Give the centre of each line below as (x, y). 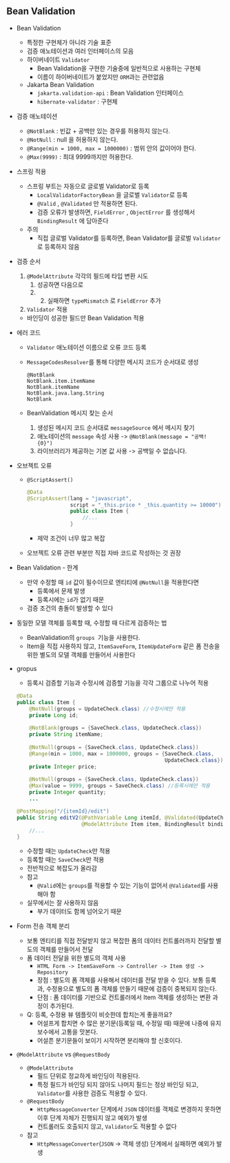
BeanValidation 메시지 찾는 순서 (70, 413)
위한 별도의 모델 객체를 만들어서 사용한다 (81, 655)
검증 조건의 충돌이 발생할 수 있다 (70, 608)
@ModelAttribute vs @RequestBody (63, 1055)
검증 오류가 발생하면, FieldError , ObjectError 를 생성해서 (116, 212)
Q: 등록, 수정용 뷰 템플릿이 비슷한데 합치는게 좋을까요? (100, 1014)
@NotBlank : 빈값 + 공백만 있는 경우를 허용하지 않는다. (98, 131)
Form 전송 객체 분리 (43, 926)
